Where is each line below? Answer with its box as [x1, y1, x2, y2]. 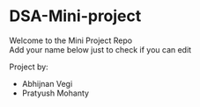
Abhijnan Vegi [21, 78, 73, 89]
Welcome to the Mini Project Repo [9, 35, 133, 46]
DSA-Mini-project [9, 6, 142, 26]
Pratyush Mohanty [21, 88, 90, 98]
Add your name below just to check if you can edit [9, 44, 192, 54]
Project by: [9, 61, 48, 72]
